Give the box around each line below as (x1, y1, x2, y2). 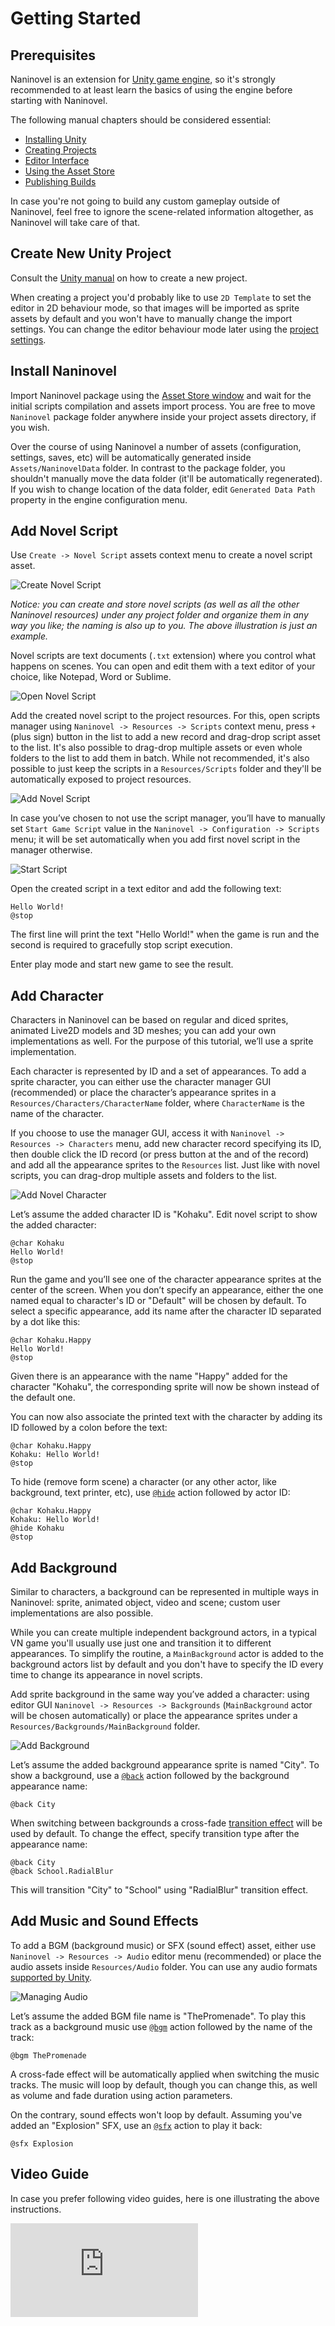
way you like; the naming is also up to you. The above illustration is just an (10, 620, 318, 632)
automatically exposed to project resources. (10, 773, 192, 786)
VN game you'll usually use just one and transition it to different (10, 1637, 272, 1649)
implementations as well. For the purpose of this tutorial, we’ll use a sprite (10, 1035, 314, 1047)
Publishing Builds (24, 176, 97, 187)
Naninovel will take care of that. (10, 217, 141, 228)
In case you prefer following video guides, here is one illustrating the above (10, 2192, 320, 2204)
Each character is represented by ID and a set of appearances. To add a (10, 1065, 307, 1077)
